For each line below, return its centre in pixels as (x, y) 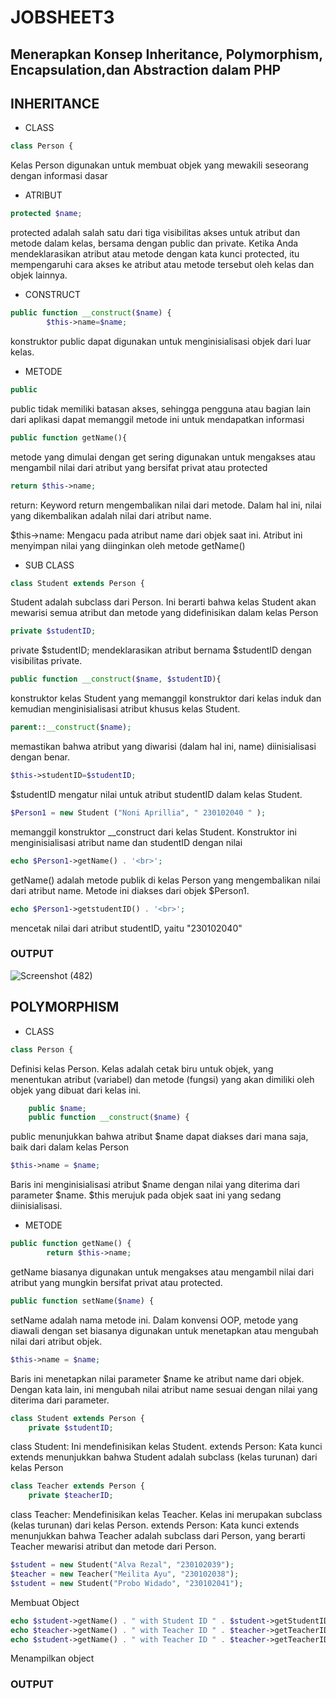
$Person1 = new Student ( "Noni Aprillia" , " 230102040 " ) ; (138, 812)
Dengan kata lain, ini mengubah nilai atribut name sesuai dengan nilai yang (164, 1389)
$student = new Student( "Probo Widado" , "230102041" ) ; (127, 1583)
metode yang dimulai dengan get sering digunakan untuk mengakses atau (163, 457)
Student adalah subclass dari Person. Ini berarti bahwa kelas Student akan (163, 602)
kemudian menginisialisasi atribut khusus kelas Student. (125, 709)
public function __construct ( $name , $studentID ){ (116, 679)
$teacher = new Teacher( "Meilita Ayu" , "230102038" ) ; (125, 1574)
